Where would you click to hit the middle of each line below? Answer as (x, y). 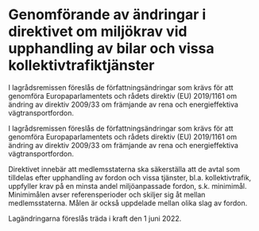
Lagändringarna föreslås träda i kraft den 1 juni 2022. (95, 218)
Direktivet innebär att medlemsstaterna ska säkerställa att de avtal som (124, 169)
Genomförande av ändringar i (107, 15)
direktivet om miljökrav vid (98, 31)
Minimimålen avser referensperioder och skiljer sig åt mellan (107, 194)
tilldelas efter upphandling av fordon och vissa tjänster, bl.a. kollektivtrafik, (130, 178)
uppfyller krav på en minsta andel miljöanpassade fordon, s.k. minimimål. (128, 186)
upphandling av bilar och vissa (111, 49)
